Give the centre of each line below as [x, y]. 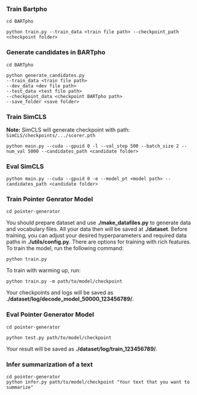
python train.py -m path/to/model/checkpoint [64, 281]
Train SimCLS [27, 117]
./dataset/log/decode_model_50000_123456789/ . [70, 299]
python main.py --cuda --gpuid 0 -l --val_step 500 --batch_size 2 [93, 146]
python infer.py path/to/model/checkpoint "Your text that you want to [98, 382]
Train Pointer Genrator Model [50, 199]
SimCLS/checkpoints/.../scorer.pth [51, 135]
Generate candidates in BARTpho [56, 52]
